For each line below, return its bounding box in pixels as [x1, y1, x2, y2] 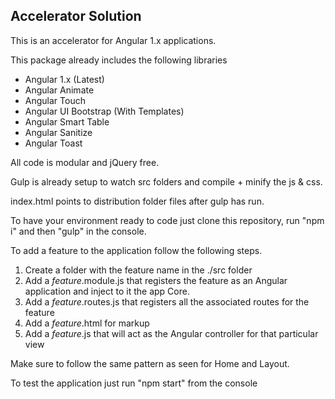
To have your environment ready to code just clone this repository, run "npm [10, 214, 325, 226]
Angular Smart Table [24, 115, 110, 128]
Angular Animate [24, 84, 95, 96]
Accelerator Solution [10, 8, 142, 25]
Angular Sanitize [24, 126, 93, 138]
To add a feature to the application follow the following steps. [10, 244, 263, 256]
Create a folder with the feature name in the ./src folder [24, 264, 253, 276]
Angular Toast [24, 137, 83, 149]
